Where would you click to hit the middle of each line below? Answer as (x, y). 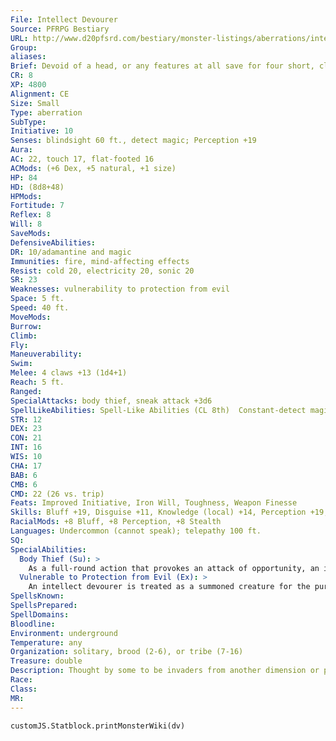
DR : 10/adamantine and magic (71, 252)
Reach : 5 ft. (37, 382)
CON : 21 (26, 438)
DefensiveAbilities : (53, 242)
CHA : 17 (26, 466)
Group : (24, 47)
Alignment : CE (40, 94)
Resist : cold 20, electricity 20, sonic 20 (102, 271)
